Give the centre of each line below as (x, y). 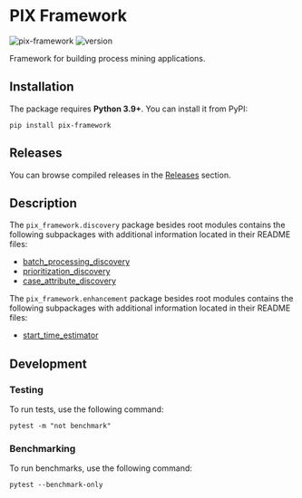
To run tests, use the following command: (87, 409)
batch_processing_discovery (76, 262)
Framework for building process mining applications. (107, 58)
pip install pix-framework (60, 125)
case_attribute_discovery (69, 281)
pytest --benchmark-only (56, 485)
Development (49, 364)
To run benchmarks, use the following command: (101, 468)
